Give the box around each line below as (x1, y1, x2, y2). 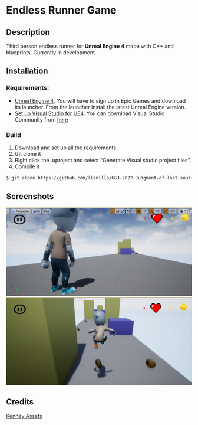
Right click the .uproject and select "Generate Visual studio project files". (14, 156, 192, 164)
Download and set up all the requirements (14, 144, 117, 151)
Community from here (14, 116, 69, 123)
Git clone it (14, 150, 41, 157)
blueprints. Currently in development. (6, 49, 97, 56)
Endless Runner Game (6, 4, 117, 17)
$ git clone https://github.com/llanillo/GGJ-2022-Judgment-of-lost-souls (6, 175, 194, 181)
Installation (6, 66, 48, 76)
